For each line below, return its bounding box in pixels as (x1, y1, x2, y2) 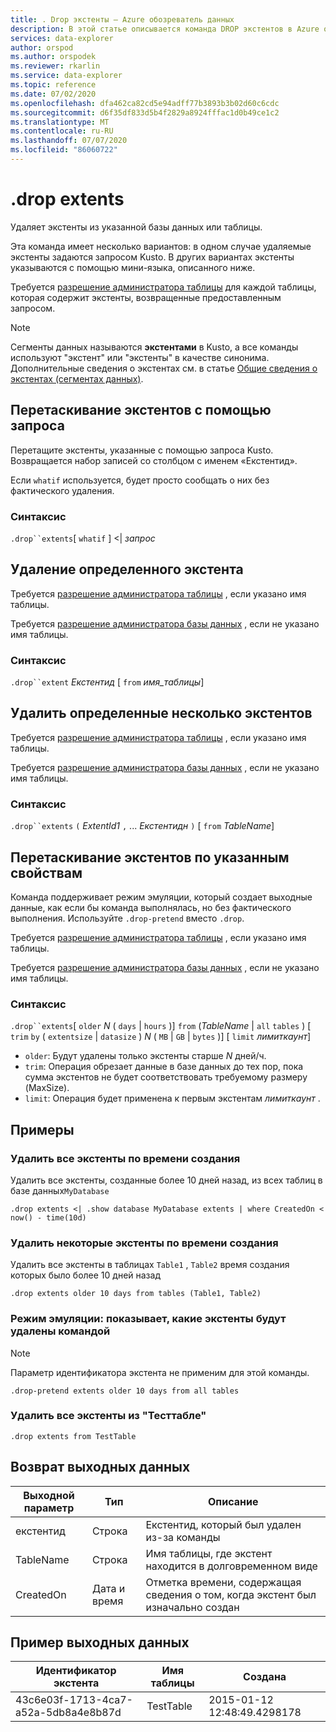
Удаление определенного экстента (10, 561, 244, 578)
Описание (208, 1494, 259, 1508)
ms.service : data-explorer (10, 71, 123, 81)
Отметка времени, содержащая (145, 1575, 302, 1589)
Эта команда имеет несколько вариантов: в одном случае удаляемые (10, 240, 312, 252)
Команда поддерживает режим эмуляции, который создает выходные (10, 891, 313, 903)
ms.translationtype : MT (10, 117, 110, 127)
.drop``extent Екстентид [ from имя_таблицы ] (10, 676, 205, 688)
